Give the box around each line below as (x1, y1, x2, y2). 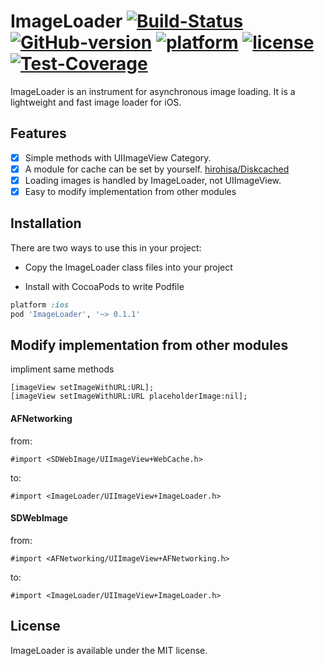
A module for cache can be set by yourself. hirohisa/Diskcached (24, 163, 290, 175)
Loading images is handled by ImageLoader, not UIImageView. (24, 174, 282, 186)
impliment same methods (10, 363, 115, 375)
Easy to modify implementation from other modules (24, 185, 237, 197)
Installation (10, 215, 82, 232)
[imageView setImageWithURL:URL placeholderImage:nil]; (10, 391, 248, 402)
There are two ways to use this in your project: (10, 241, 202, 254)
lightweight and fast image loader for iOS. (10, 96, 182, 108)
